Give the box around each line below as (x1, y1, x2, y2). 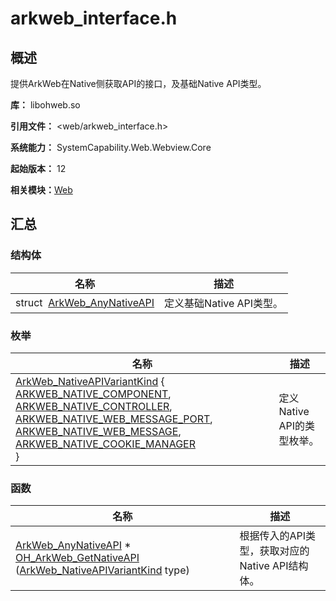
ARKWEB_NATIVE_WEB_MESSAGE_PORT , (15, 412, 213, 426)
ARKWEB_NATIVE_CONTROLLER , (15, 399, 173, 413)
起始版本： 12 (10, 163, 67, 174)
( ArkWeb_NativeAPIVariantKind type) (15, 563, 190, 577)
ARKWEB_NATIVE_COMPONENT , (15, 387, 172, 401)
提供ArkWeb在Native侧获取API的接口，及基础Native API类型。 (10, 78, 267, 89)
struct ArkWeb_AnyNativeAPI (15, 295, 155, 309)
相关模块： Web (10, 184, 73, 196)
